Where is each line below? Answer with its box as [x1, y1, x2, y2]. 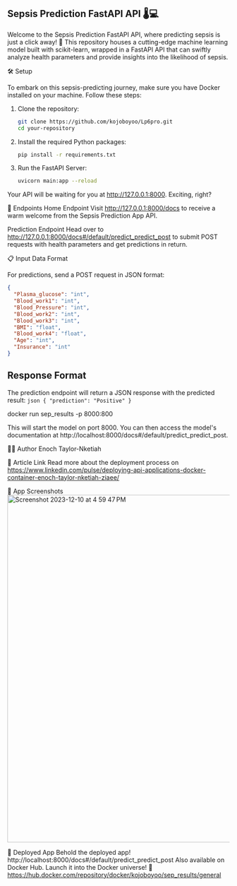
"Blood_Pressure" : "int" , [13, 304, 90, 311]
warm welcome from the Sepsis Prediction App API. [7, 211, 157, 220]
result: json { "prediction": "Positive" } [7, 396, 132, 404]
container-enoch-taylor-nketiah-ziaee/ [7, 473, 120, 481]
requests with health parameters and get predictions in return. [7, 240, 188, 249]
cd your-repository [17, 124, 75, 131]
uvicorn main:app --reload [17, 177, 97, 184]
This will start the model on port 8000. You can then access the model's [7, 423, 217, 432]
